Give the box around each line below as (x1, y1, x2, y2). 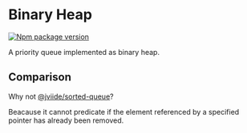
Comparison (8, 70, 72, 84)
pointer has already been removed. (8, 115, 124, 125)
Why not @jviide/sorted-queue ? (8, 92, 114, 101)
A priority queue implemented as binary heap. (8, 47, 160, 57)
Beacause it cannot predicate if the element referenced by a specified (8, 107, 240, 116)
